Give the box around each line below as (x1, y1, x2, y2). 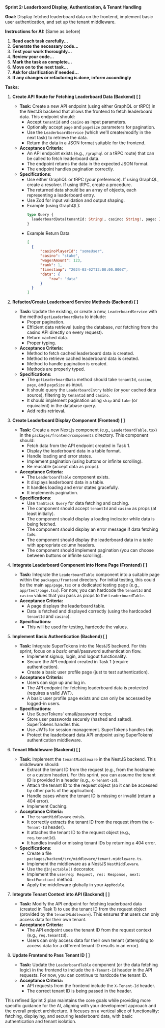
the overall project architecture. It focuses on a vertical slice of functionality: (5, 1008, 160, 1014)
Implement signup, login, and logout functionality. (27, 653, 127, 659)
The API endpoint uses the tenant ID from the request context (27, 927, 152, 933)
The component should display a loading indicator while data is (27, 516, 155, 522)
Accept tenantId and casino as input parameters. (27, 119, 127, 125)
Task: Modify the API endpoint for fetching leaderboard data (19, 901, 142, 907)
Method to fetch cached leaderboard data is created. (27, 351, 134, 356)
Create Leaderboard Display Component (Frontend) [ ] (12, 418, 125, 423)
